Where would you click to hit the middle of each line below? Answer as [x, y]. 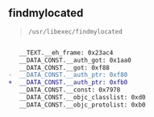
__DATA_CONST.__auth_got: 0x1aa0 [75, 60]
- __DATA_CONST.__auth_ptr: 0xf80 [68, 75]
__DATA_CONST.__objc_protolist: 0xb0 [83, 105]
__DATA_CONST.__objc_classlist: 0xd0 [83, 98]
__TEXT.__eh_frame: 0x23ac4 [66, 52]
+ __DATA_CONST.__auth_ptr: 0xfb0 [68, 83]
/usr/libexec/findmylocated [75, 31]
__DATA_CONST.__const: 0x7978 [70, 90]
